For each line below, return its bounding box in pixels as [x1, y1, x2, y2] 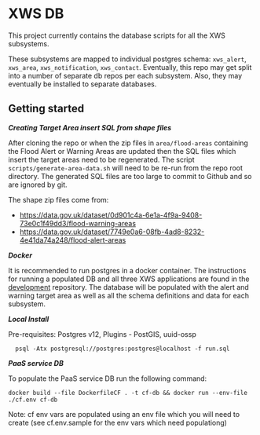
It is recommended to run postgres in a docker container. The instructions [8, 265, 247, 275]
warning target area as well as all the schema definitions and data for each [8, 291, 250, 300]
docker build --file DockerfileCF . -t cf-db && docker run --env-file [8, 389, 247, 397]
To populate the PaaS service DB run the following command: [8, 374, 207, 383]
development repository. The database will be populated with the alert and [8, 282, 249, 291]
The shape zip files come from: [8, 195, 109, 204]
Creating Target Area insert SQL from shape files [8, 122, 172, 132]
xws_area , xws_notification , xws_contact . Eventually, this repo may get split [8, 62, 252, 71]
